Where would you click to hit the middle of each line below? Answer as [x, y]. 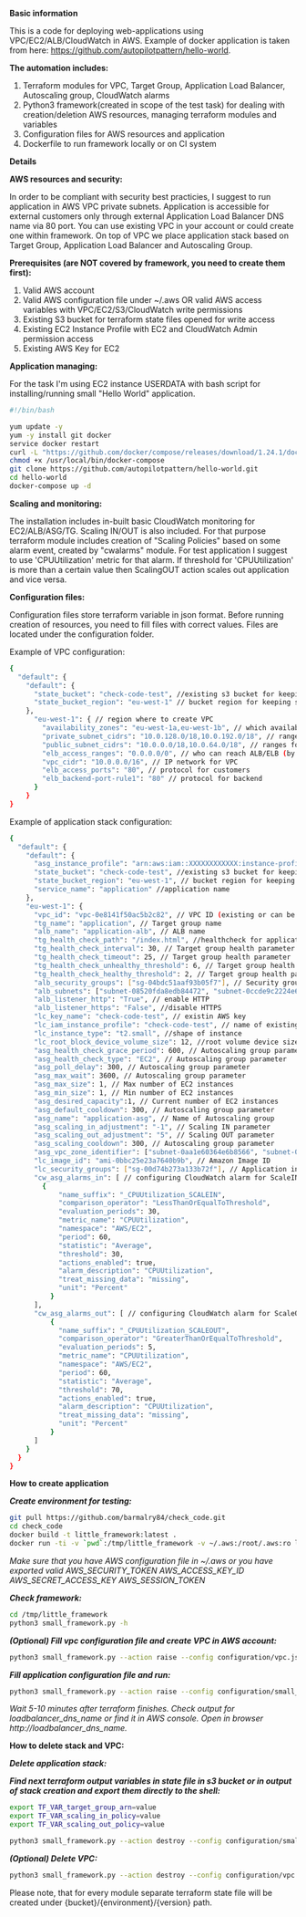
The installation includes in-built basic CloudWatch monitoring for [132, 521]
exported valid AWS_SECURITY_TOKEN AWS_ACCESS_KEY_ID [127, 1570]
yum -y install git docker [61, 435]
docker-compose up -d [51, 486]
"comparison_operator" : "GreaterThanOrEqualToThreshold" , [170, 1339]
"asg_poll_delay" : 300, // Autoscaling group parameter [142, 1068]
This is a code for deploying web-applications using [107, 31]
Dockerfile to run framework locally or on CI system [119, 144]
